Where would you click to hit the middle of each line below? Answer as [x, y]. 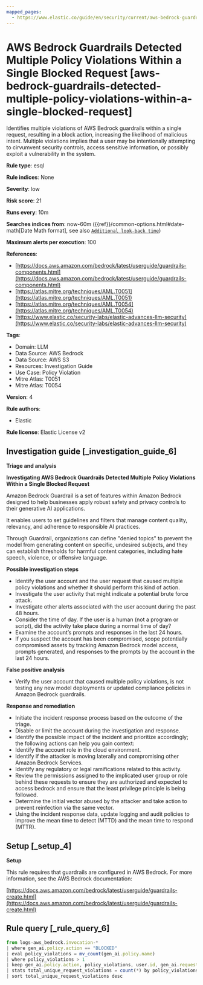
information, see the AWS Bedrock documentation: [69, 879]
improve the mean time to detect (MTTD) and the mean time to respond [104, 821]
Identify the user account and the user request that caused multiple [99, 581]
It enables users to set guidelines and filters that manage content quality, [97, 520]
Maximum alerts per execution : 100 [51, 242]
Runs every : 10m [27, 213]
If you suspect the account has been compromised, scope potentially [101, 639]
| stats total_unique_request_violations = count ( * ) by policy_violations [102, 970]
